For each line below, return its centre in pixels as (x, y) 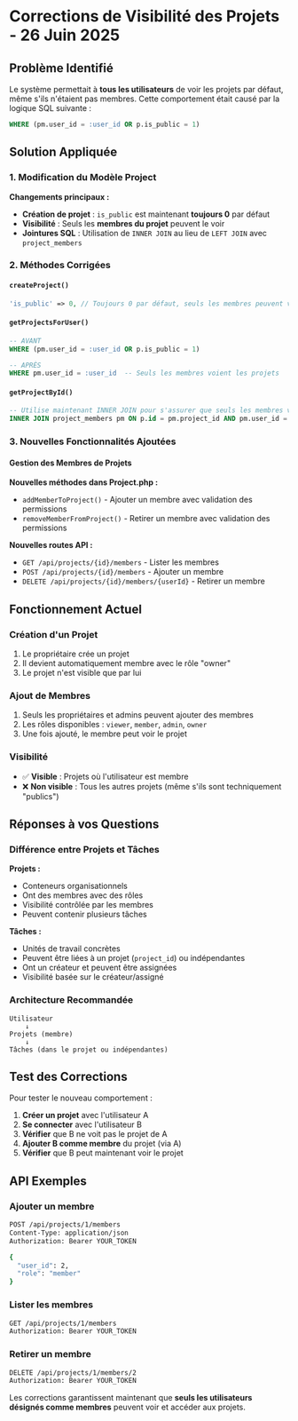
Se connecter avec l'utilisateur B (82, 1124)
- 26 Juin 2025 (65, 35)
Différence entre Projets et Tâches (84, 849)
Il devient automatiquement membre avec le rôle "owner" (126, 663)
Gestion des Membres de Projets (71, 463)
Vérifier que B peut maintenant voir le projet (102, 1153)
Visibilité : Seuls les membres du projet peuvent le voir (123, 223)
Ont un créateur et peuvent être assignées (99, 968)
